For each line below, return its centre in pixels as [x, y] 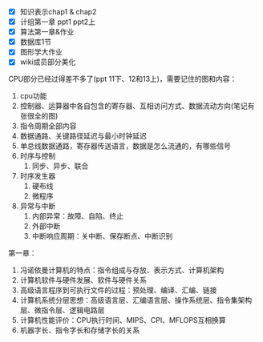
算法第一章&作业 [47, 32]
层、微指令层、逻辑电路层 [62, 310]
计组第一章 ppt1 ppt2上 [58, 22]
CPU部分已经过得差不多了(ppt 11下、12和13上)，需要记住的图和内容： [123, 79]
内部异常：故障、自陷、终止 [78, 216]
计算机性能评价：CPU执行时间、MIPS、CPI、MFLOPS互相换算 [123, 320]
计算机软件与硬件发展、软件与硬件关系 [83, 280]
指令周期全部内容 [48, 126]
